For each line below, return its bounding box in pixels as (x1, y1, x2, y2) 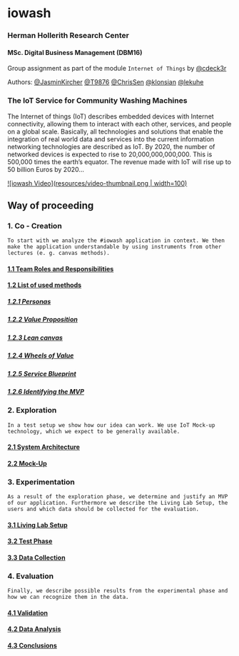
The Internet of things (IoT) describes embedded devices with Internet (7, 112, 214, 121)
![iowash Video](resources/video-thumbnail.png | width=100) (7, 178, 188, 187)
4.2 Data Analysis (7, 625, 61, 633)
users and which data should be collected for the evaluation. (7, 505, 200, 513)
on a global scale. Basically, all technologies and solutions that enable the (7, 127, 223, 136)
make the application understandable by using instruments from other (7, 243, 222, 251)
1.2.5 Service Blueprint (7, 369, 76, 378)
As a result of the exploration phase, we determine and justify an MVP (7, 493, 228, 500)
